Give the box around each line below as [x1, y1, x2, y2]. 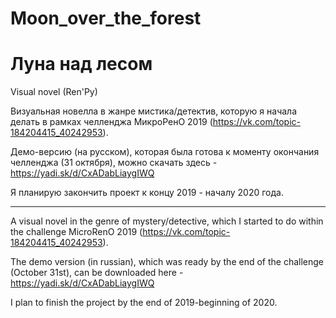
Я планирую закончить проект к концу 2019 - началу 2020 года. [10, 187, 284, 199]
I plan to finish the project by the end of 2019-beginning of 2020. [10, 297, 278, 309]
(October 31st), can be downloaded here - [10, 267, 184, 279]
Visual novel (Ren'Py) [10, 86, 98, 98]
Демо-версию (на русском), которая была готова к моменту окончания [10, 146, 320, 158]
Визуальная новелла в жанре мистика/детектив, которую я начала [10, 105, 298, 117]
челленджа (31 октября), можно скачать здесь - [10, 157, 218, 169]
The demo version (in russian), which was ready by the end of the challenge [10, 256, 324, 268]
